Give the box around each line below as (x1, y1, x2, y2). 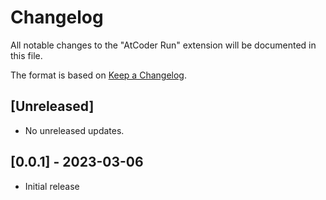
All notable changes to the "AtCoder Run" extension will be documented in (10, 39, 317, 51)
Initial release (24, 180, 80, 192)
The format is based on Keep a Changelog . (10, 69, 187, 81)
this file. (10, 49, 43, 61)
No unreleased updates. (24, 124, 125, 136)
